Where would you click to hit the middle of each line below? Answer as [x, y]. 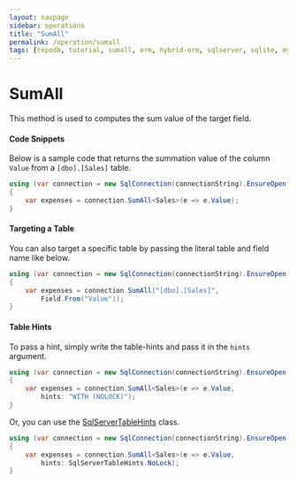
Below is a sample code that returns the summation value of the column [140, 158]
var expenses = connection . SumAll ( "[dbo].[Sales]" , [122, 290]
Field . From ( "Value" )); [83, 299]
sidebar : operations [47, 26]
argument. [28, 356]
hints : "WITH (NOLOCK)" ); [89, 397]
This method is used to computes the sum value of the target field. [130, 119]
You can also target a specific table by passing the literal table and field [139, 248]
